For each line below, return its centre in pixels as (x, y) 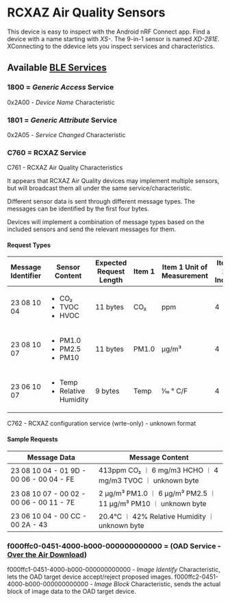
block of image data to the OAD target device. (72, 591)
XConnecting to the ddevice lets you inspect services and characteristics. (111, 46)
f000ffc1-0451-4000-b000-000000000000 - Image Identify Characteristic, (114, 569)
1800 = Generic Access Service (61, 87)
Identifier (26, 276)
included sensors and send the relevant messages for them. (92, 229)
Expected (111, 263)
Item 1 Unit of (185, 267)
